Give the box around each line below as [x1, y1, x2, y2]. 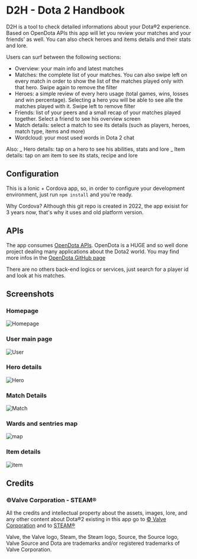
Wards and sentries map [6, 419, 78, 428]
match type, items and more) [14, 128, 86, 135]
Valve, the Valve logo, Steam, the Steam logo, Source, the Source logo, [6, 534, 179, 541]
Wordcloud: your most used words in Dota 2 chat [14, 134, 135, 141]
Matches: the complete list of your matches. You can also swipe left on [14, 71, 188, 78]
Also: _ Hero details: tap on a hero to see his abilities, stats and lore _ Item [6, 146, 185, 153]
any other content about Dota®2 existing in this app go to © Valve [6, 516, 167, 523]
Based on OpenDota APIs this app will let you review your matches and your [6, 29, 191, 36]
